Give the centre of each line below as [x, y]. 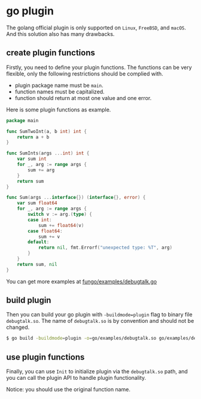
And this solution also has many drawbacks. [60, 34]
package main [22, 120]
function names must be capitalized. [60, 92]
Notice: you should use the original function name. [68, 389]
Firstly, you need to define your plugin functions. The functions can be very [99, 67]
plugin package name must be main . [59, 85]
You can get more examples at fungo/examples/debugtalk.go [82, 281]
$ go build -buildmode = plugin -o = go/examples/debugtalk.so [81, 338]
